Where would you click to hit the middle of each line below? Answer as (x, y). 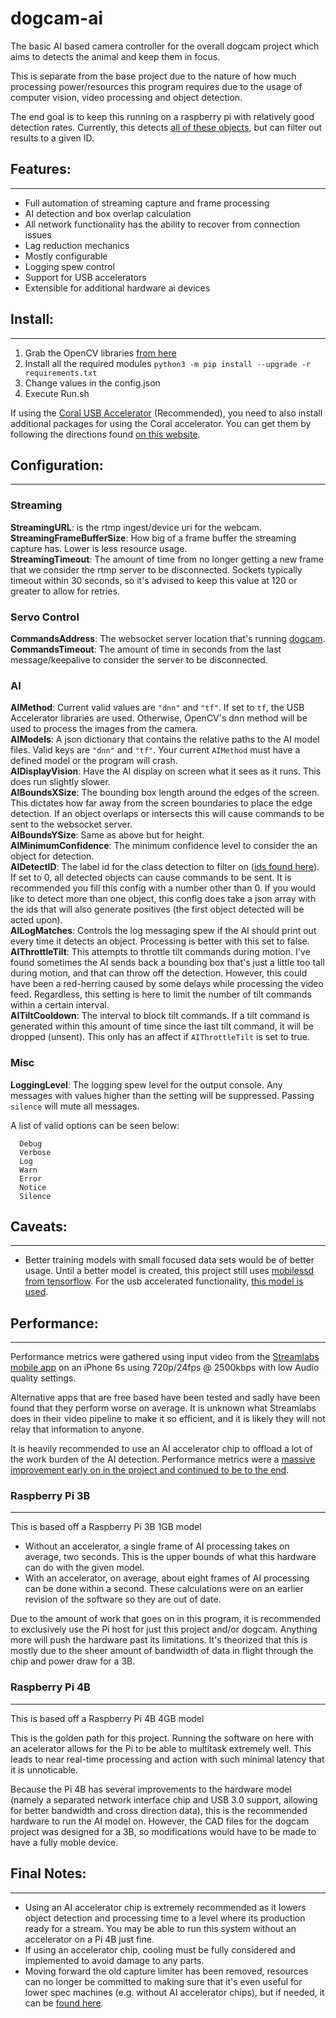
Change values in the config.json (92, 383)
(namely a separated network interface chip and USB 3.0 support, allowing (164, 1799)
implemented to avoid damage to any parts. (114, 1960)
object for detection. (52, 856)
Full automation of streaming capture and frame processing (147, 203)
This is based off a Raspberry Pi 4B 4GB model (107, 1718)
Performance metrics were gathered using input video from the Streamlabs (165, 1357)
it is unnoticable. (44, 1769)
